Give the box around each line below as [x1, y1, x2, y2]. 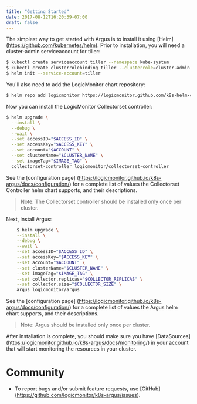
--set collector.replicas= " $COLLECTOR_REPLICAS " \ [16, 276, 143, 282]
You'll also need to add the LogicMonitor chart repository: [6, 81, 145, 88]
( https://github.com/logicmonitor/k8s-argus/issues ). [14, 392, 141, 399]
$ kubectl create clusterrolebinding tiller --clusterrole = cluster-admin [6, 65, 191, 71]
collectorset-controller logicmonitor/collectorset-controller [11, 163, 169, 169]
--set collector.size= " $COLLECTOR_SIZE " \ [16, 281, 122, 288]
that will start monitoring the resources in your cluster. [6, 345, 137, 352]
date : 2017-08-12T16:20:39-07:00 [6, 14, 88, 20]
